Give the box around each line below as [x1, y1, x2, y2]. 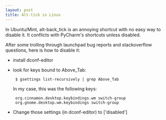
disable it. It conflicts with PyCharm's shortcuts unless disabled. [5, 32, 141, 38]
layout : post [5, 7, 33, 13]
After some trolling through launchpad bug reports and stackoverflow [5, 41, 153, 47]
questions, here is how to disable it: [5, 47, 81, 53]
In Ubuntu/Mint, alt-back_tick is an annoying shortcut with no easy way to [5, 26, 161, 32]
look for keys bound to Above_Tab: [12, 67, 86, 73]
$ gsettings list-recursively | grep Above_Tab [15, 77, 119, 82]
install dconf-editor [12, 57, 53, 63]
